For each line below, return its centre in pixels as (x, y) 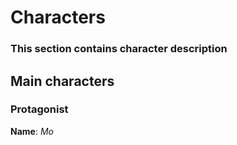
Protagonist (39, 109)
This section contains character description (119, 49)
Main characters (62, 81)
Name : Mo (32, 131)
